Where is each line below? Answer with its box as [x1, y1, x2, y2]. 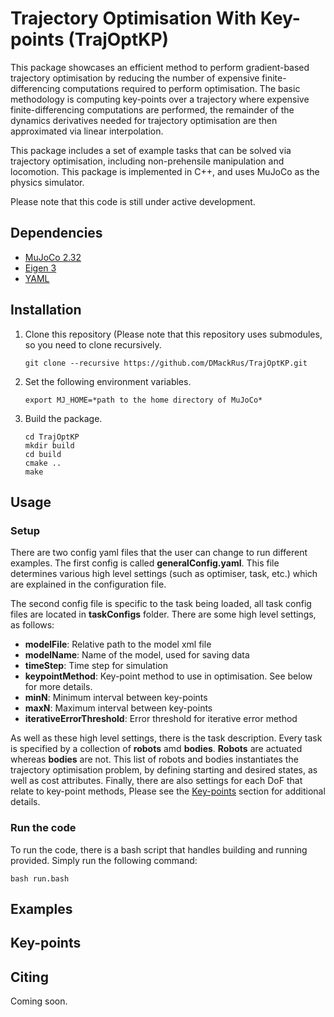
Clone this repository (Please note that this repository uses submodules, [24, 328, 323, 340]
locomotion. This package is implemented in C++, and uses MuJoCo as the [10, 165, 320, 177]
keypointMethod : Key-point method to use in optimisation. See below [24, 670, 313, 682]
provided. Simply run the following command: [10, 854, 198, 866]
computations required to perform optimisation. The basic [62, 82, 301, 94]
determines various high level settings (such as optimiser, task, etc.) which [10, 568, 318, 580]
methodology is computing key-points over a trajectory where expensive [10, 93, 310, 105]
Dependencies [10, 225, 103, 242]
